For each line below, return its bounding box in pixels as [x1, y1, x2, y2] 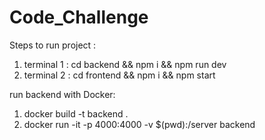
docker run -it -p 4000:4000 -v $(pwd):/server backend [23, 118, 256, 130]
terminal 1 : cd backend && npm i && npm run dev [23, 58, 227, 70]
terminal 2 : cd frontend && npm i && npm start [23, 69, 216, 81]
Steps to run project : [9, 39, 97, 51]
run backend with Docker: [9, 88, 116, 100]
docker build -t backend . [23, 107, 129, 120]
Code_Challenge [9, 6, 149, 29]
